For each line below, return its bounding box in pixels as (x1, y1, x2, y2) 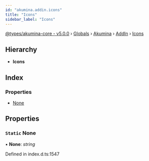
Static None (5, 130, 36, 137)
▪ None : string (5, 141, 35, 147)
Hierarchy (5, 45, 38, 53)
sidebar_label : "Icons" (5, 17, 56, 22)
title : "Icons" (5, 12, 38, 17)
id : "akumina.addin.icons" (5, 7, 62, 13)
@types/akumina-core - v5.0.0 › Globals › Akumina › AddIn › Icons (5, 31, 144, 37)
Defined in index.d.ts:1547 (5, 151, 60, 157)
